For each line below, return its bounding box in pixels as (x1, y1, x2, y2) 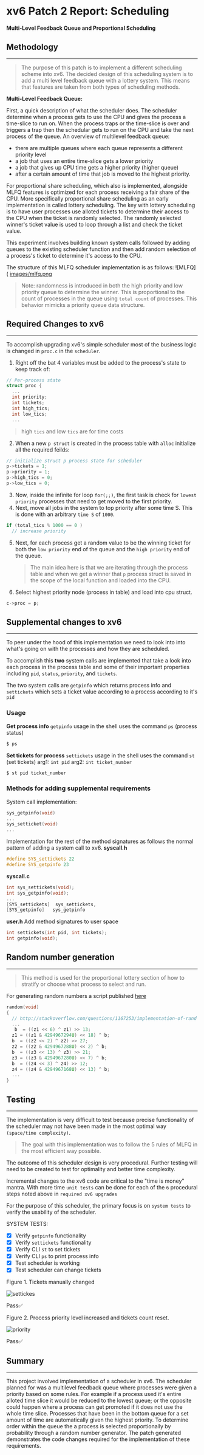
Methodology (6, 42, 59, 52)
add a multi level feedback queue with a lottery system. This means (21, 77, 190, 84)
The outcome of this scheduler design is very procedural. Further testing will (6, 1159, 198, 1166)
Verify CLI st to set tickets (15, 1246, 81, 1253)
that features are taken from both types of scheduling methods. (21, 83, 180, 91)
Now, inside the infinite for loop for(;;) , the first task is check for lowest (15, 491, 197, 498)
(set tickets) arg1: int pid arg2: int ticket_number (6, 758, 132, 765)
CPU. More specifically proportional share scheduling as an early (6, 194, 169, 202)
